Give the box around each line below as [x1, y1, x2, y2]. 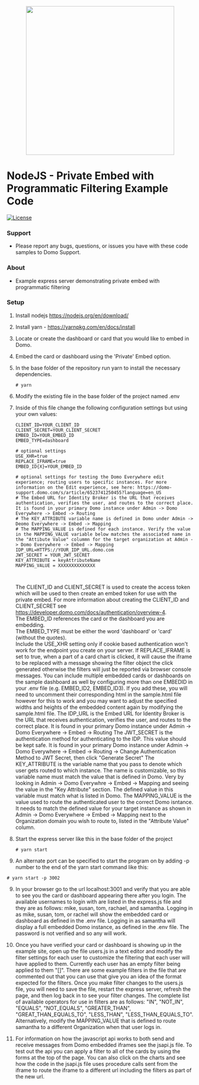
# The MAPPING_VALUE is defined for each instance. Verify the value [15, 526, 191, 532]
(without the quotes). [15, 634, 67, 641]
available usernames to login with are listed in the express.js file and [15, 898, 182, 905]
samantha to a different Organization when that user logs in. [15, 1023, 162, 1030]
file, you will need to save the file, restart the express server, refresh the [15, 985, 191, 993]
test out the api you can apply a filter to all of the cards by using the [15, 1048, 181, 1055]
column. [15, 824, 36, 831]
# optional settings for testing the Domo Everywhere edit [15, 474, 165, 480]
